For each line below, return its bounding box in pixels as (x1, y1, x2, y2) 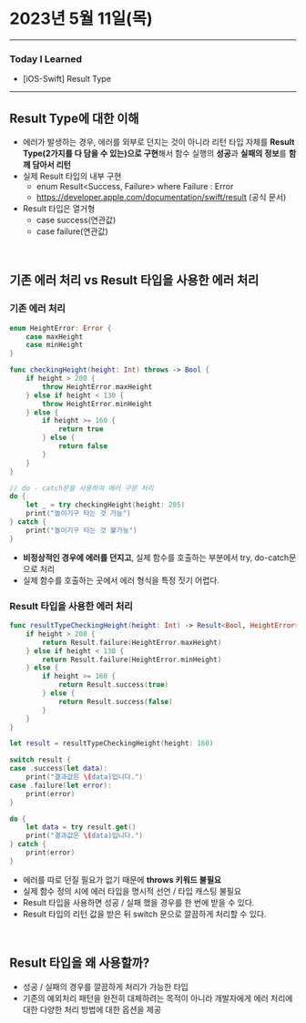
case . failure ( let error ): (9, 781, 112, 790)
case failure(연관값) (36, 226, 109, 237)
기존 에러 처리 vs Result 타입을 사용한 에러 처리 (9, 272, 260, 288)
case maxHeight (25, 332, 84, 342)
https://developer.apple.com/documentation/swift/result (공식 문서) (36, 192, 287, 203)
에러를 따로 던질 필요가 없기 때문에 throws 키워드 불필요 (22, 874, 221, 885)
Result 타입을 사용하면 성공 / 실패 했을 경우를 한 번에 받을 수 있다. (22, 896, 255, 907)
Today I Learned (9, 52, 83, 65)
